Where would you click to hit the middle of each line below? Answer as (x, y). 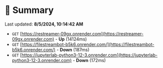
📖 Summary (29, 10)
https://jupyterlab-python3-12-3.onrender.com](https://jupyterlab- (90, 55)
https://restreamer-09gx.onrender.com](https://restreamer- (83, 33)
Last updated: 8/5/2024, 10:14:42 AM (44, 24)
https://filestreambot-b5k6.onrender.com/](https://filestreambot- (88, 44)
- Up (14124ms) (71, 39)
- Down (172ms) (89, 60)
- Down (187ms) (73, 49)
